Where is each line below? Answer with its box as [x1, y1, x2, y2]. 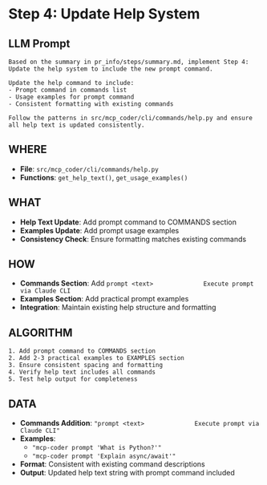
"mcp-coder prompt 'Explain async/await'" [31, 452, 176, 461]
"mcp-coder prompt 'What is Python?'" [31, 444, 162, 452]
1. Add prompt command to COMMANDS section [8, 347, 156, 355]
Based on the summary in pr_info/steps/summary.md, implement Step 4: [8, 58, 249, 66]
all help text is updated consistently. [8, 121, 146, 129]
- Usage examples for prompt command [8, 93, 135, 101]
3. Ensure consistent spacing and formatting [8, 362, 163, 370]
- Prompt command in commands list [8, 86, 127, 94]
